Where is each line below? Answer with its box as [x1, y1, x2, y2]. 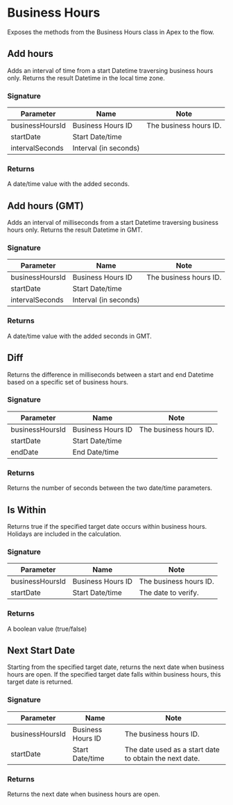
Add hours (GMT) [7, 200, 85, 212]
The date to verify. [139, 588, 199, 598]
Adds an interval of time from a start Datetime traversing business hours [7, 66, 214, 74]
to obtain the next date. [124, 753, 200, 763]
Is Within [7, 504, 46, 516]
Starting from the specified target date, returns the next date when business [7, 663, 225, 671]
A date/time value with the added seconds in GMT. [7, 332, 153, 340]
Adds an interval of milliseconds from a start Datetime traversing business [7, 219, 218, 227]
